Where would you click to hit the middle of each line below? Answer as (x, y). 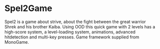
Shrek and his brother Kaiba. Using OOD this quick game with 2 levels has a (80, 26)
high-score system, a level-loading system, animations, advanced (70, 32)
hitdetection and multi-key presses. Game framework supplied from (72, 37)
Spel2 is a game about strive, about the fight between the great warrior (75, 22)
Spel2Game (29, 8)
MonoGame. (17, 42)
